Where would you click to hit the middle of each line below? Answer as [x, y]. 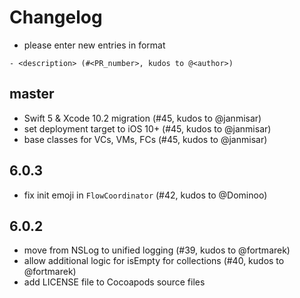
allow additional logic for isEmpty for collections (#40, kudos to [154, 261]
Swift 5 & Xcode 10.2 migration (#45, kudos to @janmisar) [142, 118]
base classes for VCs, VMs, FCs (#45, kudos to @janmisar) [145, 139]
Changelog [56, 17]
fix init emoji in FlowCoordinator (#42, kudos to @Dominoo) [145, 195]
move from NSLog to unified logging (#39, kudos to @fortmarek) [157, 250]
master [32, 94]
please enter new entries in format [94, 45]
